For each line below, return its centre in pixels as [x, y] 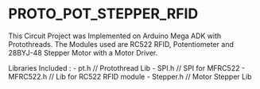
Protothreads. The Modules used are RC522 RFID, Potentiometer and [121, 44]
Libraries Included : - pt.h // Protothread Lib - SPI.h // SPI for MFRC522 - [126, 68]
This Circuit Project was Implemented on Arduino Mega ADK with [115, 36]
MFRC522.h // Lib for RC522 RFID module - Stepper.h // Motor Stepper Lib [130, 76]
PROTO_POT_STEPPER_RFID [103, 14]
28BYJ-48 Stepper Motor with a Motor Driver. [83, 52]
